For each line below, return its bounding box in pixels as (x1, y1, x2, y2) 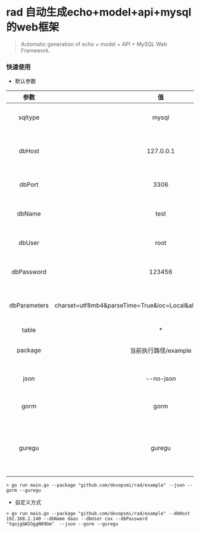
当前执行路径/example (130, 347, 192, 355)
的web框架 (6, 20, 60, 34)
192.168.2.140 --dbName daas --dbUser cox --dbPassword (6, 516, 148, 522)
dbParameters (9, 301, 49, 310)
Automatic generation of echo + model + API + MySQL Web (20, 40, 168, 48)
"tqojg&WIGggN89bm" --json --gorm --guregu (6, 521, 118, 527)
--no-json (145, 374, 176, 383)
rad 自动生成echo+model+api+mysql (6, 5, 192, 19)
